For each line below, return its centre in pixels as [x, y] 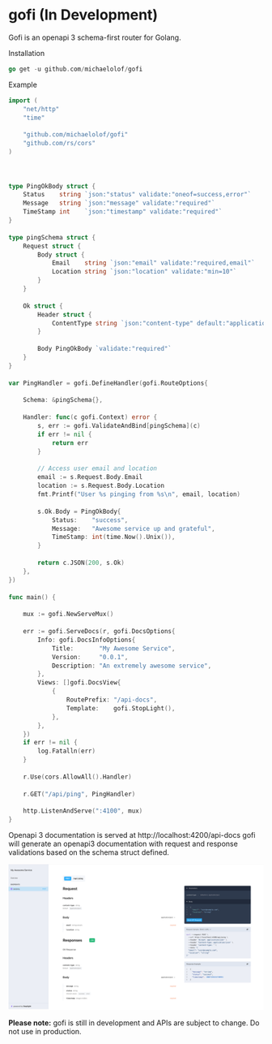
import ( [23, 100]
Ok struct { [43, 306]
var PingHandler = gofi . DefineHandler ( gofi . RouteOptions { [108, 383]
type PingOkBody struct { [52, 186]
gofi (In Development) [83, 15]
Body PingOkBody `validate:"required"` [105, 349]
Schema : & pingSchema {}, [63, 400]
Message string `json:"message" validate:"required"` [119, 203]
